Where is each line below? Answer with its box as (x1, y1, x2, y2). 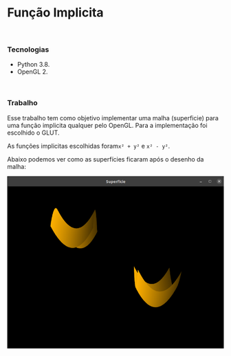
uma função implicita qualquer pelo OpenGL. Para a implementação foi (7, 121, 208, 129)
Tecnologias (7, 45, 49, 54)
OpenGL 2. (16, 67, 48, 76)
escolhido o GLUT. (7, 129, 60, 137)
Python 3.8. (16, 60, 50, 69)
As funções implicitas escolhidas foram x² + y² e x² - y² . (7, 142, 170, 150)
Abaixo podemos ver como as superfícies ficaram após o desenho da (7, 155, 204, 163)
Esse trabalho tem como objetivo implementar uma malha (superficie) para (7, 113, 219, 122)
